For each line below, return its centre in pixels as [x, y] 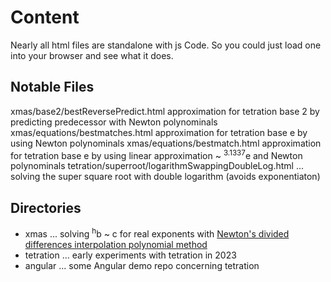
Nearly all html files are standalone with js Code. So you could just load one [166, 45]
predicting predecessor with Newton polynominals [114, 122]
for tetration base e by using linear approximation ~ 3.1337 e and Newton [156, 154]
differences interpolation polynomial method [116, 244]
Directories [46, 207]
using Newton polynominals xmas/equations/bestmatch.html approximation [166, 143]
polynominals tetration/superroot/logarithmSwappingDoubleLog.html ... [157, 166]
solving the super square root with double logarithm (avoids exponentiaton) [165, 177]
